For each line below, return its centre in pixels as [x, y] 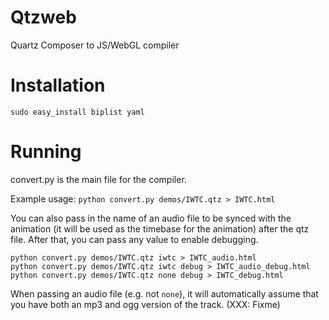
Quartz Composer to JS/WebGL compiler [95, 45]
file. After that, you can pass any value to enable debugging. [134, 239]
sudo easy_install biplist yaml [77, 112]
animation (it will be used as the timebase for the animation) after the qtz [160, 228]
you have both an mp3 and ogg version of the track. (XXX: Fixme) [145, 304]
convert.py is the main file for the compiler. [98, 179]
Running [46, 152]
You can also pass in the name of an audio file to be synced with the [151, 218]
